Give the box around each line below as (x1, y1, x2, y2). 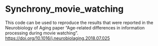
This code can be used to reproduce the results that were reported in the (5, 20, 154, 25)
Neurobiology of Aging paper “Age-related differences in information (5, 24, 145, 30)
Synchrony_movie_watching (5, 3, 124, 15)
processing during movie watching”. (5, 30, 79, 36)
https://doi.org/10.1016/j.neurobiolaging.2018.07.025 (5, 35, 110, 41)
